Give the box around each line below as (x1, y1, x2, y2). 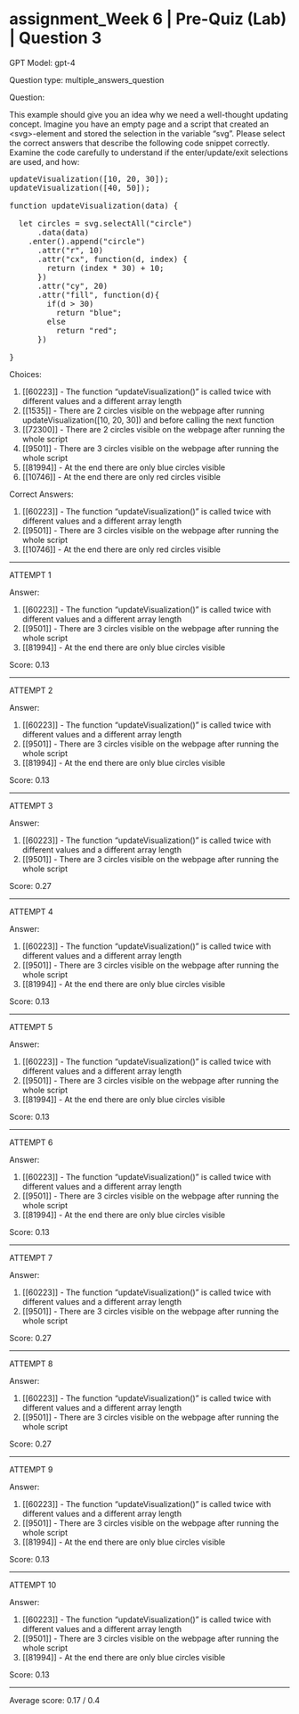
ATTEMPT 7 (9, 1252, 53, 1263)
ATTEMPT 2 (9, 685, 53, 696)
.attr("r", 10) (36, 245, 104, 255)
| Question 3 (9, 28, 102, 48)
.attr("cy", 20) (36, 281, 109, 291)
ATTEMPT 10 (9, 1579, 57, 1590)
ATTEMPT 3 (9, 800, 53, 811)
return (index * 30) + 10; (46, 263, 165, 273)
